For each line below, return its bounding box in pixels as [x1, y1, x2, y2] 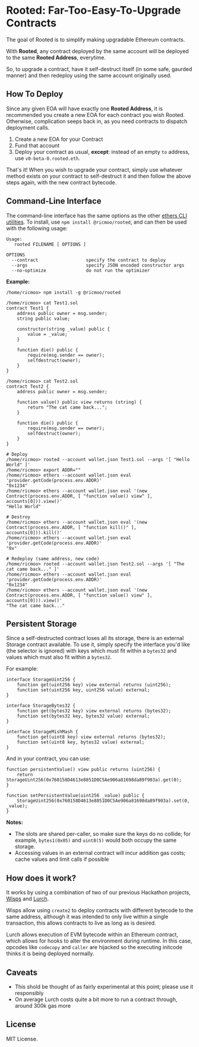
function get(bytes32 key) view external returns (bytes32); [17, 708, 171, 714]
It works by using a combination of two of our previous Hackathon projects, [6, 889, 191, 896]
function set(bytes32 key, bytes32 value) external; [17, 714, 150, 719]
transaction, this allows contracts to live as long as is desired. [6, 919, 156, 926]
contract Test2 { [6, 383, 49, 390]
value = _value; [27, 331, 68, 337]
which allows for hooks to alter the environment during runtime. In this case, [6, 937, 192, 944]
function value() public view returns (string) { [17, 399, 143, 405]
